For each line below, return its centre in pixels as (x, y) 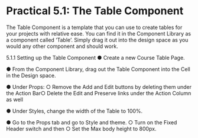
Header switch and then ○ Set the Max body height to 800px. (81, 129)
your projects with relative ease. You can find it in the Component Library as (98, 33)
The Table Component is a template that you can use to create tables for (94, 27)
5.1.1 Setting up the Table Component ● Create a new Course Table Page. (95, 57)
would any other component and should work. (62, 46)
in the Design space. (31, 75)
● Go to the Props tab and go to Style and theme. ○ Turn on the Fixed (92, 122)
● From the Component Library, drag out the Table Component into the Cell (98, 69)
